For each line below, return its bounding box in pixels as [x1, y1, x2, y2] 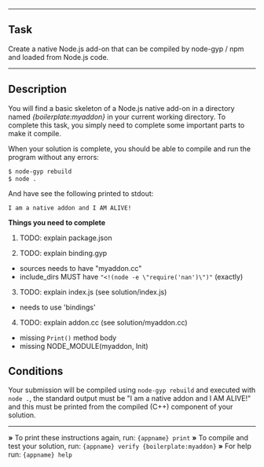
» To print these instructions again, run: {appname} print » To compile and [8, 433, 249, 443]
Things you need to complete [8, 218, 106, 228]
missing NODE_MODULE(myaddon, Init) [19, 342, 148, 351]
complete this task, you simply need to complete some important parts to [8, 120, 245, 130]
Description [8, 83, 67, 96]
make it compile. [8, 128, 61, 138]
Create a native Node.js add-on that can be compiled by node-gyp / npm [8, 44, 244, 54]
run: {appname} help [8, 450, 73, 459]
